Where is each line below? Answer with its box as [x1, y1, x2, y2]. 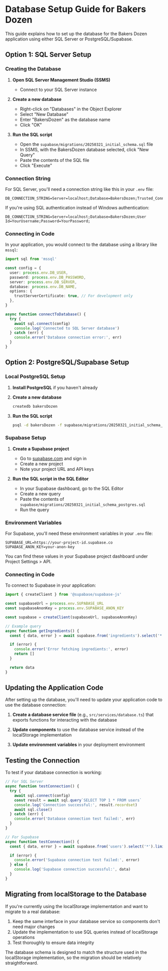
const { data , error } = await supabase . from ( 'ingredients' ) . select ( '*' [9, 633, 164, 638]
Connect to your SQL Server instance [19, 86, 97, 92]
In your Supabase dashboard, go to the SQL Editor [19, 485, 124, 491]
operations [12, 934, 35, 940]
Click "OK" [19, 121, 42, 128]
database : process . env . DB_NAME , [9, 284, 77, 289]
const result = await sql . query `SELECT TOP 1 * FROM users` [14, 798, 142, 803]
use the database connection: [5, 702, 66, 708]
